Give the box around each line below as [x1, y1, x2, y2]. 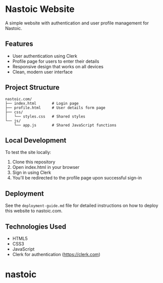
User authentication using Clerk [12, 53, 78, 59]
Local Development [5, 136, 67, 144]
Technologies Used [5, 222, 66, 231]
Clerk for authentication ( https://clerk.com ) [12, 252, 101, 257]
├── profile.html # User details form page [5, 105, 106, 110]
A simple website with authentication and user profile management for [5, 20, 149, 26]
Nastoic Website [5, 3, 75, 15]
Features [5, 40, 33, 48]
